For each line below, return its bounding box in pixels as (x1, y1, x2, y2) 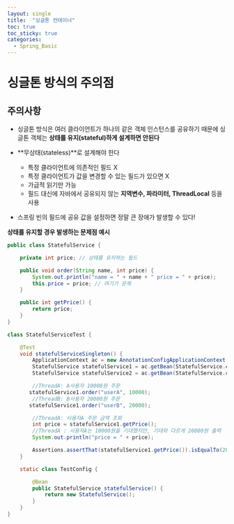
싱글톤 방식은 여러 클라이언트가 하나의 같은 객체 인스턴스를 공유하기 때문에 (17, 125, 219, 133)
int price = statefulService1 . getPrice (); (32, 421, 157, 428)
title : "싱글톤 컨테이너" (7, 17, 75, 24)
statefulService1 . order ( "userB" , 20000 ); (29, 402, 151, 409)
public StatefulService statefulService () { (32, 485, 164, 492)
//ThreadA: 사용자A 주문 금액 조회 (32, 414, 123, 421)
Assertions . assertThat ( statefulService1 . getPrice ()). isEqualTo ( (32, 446, 223, 453)
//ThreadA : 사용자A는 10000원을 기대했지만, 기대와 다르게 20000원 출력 (32, 428, 221, 435)
